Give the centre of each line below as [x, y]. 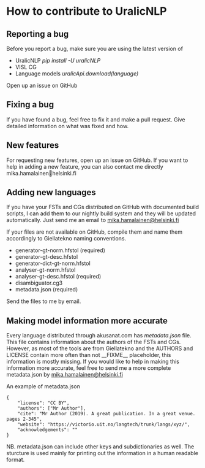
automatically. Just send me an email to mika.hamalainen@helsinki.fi [93, 220]
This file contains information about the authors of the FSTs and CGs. [94, 342]
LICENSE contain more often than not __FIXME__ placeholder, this [89, 355]
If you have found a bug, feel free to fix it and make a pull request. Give [96, 119]
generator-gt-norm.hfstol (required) [60, 250]
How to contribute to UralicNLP [87, 11]
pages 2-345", [24, 419]
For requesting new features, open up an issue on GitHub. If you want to [97, 160]
